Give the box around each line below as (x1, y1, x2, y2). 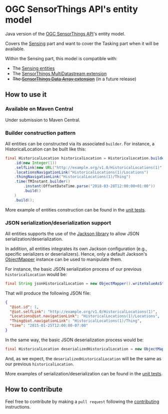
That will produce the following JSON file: (5, 290, 91, 296)
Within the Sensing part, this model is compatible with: (5, 55, 117, 61)
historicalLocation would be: (5, 271, 67, 277)
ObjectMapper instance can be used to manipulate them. (5, 256, 122, 262)
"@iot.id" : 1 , (9, 304, 39, 309)
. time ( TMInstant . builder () (14, 179, 70, 184)
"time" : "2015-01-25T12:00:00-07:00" (9, 323, 88, 328)
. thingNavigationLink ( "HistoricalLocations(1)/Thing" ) (14, 174, 131, 179)
